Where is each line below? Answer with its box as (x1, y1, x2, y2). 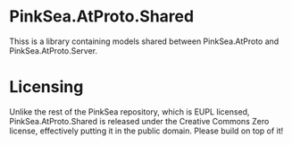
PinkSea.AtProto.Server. (9, 45, 98, 55)
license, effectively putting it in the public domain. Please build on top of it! (9, 125, 284, 136)
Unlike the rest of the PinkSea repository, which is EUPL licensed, (9, 106, 250, 117)
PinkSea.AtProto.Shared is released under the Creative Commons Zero (9, 115, 270, 126)
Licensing (9, 77, 84, 98)
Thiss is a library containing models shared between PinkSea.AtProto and (9, 36, 279, 47)
